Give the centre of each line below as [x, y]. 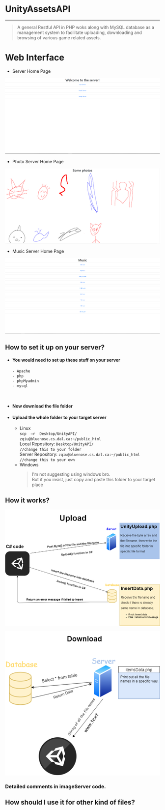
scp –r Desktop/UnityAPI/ [48, 434]
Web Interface [35, 58]
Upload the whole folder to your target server [59, 417]
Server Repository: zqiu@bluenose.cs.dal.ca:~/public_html [80, 454]
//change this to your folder [51, 450]
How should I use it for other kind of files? [70, 802]
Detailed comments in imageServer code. [56, 786]
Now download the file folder [42, 406]
